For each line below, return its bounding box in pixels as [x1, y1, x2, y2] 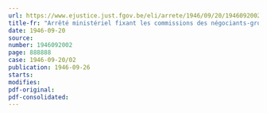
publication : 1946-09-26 [8, 64, 91, 72]
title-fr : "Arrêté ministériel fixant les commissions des [8, 19, 208, 27]
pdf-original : [8, 85, 56, 94]
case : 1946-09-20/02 [8, 56, 77, 64]
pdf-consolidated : [8, 93, 69, 101]
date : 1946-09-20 [8, 26, 66, 34]
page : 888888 [8, 49, 52, 56]
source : [8, 33, 34, 42]
